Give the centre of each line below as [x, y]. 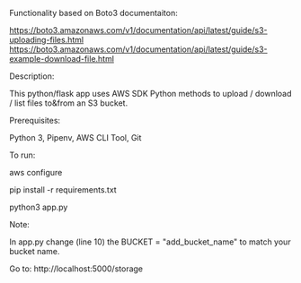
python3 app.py [39, 207]
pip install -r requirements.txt [63, 190]
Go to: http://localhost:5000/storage [76, 269]
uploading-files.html [46, 40]
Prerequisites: [35, 120]
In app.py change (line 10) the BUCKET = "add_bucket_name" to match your [150, 242]
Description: [32, 76]
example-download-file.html [62, 59]
